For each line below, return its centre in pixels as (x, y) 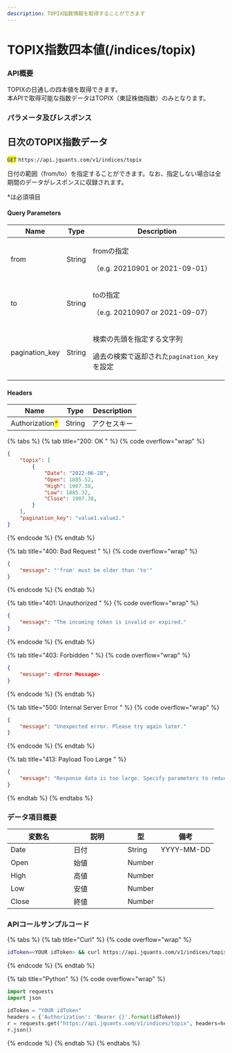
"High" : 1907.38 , (69, 486)
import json (24, 998)
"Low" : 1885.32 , (67, 492)
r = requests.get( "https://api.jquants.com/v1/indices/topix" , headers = (114, 1023)
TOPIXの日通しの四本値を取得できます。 (65, 90)
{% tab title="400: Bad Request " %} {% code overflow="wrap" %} (103, 551)
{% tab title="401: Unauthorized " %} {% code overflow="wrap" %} (103, 603)
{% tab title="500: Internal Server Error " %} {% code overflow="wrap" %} (113, 707)
